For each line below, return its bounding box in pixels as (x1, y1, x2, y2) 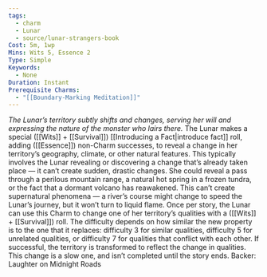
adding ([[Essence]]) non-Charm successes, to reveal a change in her (8, 140, 238, 150)
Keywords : (8, 64, 41, 72)
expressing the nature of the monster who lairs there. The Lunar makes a (8, 124, 249, 133)
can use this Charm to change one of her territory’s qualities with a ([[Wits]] (8, 208, 257, 218)
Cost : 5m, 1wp (8, 42, 56, 49)
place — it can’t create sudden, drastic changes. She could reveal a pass (8, 166, 248, 176)
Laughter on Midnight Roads (8, 259, 102, 269)
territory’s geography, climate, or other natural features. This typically (8, 149, 237, 159)
